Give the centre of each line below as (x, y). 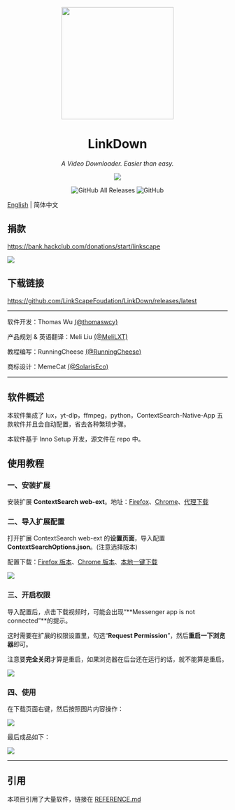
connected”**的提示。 (40, 620)
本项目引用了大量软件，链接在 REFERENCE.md (74, 799)
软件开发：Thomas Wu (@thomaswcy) (63, 321)
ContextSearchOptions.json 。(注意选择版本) (72, 547)
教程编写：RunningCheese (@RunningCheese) (74, 352)
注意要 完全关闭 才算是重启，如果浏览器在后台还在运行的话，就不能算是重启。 (117, 659)
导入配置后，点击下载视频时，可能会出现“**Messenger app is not (101, 611)
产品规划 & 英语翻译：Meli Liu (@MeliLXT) (67, 336)
